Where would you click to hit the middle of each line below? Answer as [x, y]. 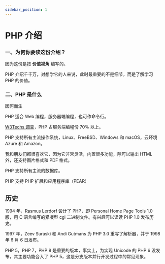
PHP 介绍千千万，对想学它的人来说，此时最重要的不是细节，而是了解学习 [79, 74]
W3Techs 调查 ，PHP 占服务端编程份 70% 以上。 [54, 127]
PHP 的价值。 [19, 81]
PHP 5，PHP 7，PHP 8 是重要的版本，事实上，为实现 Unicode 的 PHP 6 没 [81, 250]
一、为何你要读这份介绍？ [35, 52]
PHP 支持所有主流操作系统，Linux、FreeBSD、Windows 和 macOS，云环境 [81, 137]
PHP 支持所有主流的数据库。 [34, 171]
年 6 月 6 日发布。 [23, 240]
